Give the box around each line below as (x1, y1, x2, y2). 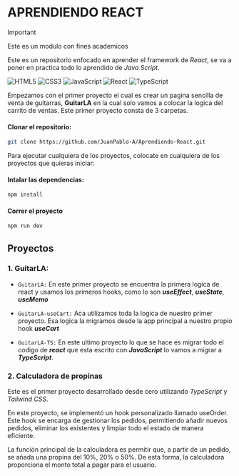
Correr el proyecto (7, 207, 63, 215)
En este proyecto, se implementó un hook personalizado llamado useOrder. (7, 409, 228, 417)
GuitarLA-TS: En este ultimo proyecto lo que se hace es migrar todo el (17, 337, 224, 347)
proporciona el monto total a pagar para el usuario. (7, 460, 157, 469)
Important (7, 28, 36, 36)
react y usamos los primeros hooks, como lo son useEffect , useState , (17, 287, 225, 296)
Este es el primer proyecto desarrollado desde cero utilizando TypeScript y (7, 387, 228, 396)
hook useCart (17, 324, 59, 332)
